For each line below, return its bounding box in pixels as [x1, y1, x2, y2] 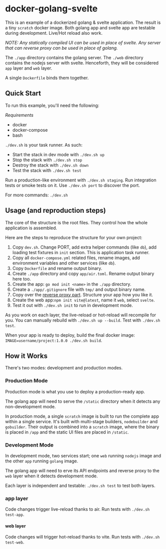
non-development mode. [5, 403, 56, 409]
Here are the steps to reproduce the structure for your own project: [5, 234, 143, 240]
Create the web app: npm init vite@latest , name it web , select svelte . [12, 297, 155, 303]
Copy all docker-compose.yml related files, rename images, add [12, 255, 140, 261]
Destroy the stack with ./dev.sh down [12, 162, 89, 168]
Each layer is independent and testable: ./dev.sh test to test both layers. [5, 482, 156, 488]
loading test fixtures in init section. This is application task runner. [12, 249, 150, 255]
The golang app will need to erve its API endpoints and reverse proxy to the [5, 467, 160, 473]
